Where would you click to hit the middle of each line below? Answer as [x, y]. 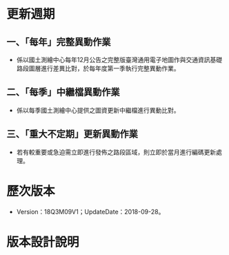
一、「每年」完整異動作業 [59, 42]
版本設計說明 [43, 242]
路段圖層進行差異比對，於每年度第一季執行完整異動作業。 [98, 68]
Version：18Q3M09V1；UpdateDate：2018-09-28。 [90, 211]
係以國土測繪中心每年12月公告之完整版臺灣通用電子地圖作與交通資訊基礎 [119, 60]
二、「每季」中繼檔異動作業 [63, 92]
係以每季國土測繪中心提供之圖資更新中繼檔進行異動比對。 [98, 110]
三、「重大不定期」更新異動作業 [72, 134]
